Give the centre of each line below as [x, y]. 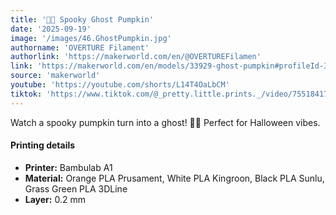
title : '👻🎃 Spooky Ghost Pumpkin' [82, 19]
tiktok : [26, 94]
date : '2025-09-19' [51, 29]
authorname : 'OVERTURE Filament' [80, 47]
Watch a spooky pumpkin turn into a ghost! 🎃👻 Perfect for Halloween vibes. [165, 122]
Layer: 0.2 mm [55, 199]
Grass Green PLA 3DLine [76, 188]
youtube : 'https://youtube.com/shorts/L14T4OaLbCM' [120, 85]
